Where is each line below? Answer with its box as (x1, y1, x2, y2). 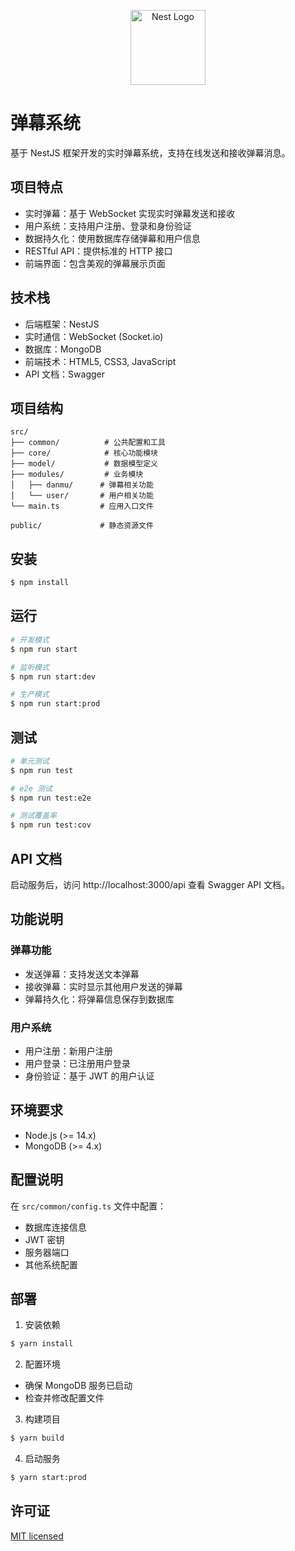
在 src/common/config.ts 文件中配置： (10, 1200, 167, 1212)
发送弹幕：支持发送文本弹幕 (24, 968, 140, 980)
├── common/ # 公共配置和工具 (10, 438, 166, 448)
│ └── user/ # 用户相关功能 (10, 491, 154, 501)
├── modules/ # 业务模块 (10, 470, 144, 480)
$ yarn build (10, 1433, 65, 1444)
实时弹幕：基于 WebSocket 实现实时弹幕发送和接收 (24, 207, 235, 219)
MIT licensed (10, 1530, 64, 1542)
